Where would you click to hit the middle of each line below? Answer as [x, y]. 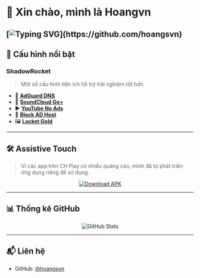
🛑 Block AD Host [35, 115]
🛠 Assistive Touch [41, 149]
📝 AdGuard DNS [35, 96]
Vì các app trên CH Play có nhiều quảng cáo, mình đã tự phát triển [102, 166]
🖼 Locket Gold [34, 121]
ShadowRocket [29, 71]
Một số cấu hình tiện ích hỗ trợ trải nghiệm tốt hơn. [83, 84]
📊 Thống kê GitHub [43, 209]
